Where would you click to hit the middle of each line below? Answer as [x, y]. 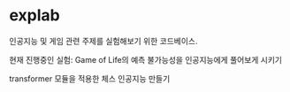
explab [34, 15]
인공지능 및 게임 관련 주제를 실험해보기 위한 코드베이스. [103, 41]
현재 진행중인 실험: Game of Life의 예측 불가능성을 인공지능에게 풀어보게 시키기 [146, 59]
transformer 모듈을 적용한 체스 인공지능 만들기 [90, 78]
